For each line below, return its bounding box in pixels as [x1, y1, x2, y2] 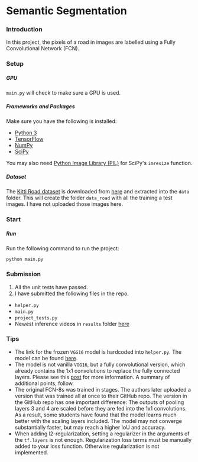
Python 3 [14, 129, 37, 137]
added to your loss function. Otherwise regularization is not [14, 442, 160, 450]
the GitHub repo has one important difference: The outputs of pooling [14, 398, 184, 406]
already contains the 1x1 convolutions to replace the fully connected [14, 367, 180, 374]
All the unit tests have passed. [14, 283, 89, 290]
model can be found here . [14, 354, 78, 361]
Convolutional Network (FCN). [6, 45, 80, 52]
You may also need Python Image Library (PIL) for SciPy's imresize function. [6, 160, 193, 167]
